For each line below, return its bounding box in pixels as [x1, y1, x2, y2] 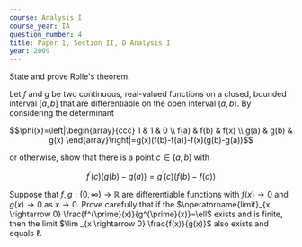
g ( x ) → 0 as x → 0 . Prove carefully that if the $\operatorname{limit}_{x [9, 198, 271, 209]
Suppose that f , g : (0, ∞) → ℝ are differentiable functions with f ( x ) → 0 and [9, 189, 289, 199]
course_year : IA [9, 22, 70, 31]
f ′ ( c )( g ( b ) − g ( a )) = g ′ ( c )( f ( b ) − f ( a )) [86, 170, 216, 181]
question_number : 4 [9, 30, 83, 39]
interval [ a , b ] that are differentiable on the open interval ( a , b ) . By [9, 98, 252, 109]
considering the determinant [9, 108, 115, 119]
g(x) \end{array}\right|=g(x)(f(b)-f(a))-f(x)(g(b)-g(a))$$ [49, 135, 253, 146]
